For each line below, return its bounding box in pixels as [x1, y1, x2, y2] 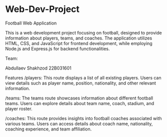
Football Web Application [5, 20, 57, 26]
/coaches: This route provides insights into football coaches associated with [5, 115, 162, 121]
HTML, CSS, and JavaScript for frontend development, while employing [5, 40, 152, 46]
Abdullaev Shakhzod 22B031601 [5, 65, 71, 71]
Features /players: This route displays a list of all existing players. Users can [5, 74, 161, 80]
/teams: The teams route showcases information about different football [5, 95, 153, 101]
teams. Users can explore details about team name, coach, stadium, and [5, 100, 154, 106]
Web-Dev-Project [5, 3, 80, 15]
